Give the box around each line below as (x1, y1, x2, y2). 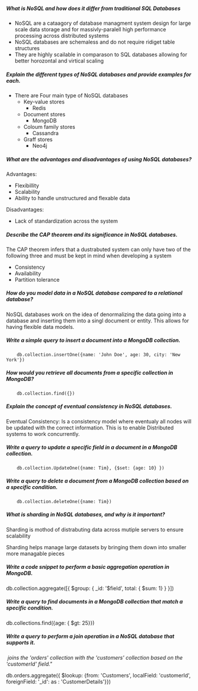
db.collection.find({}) (16, 390, 75, 396)
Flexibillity (14, 182, 39, 189)
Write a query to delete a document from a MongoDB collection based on (6, 477, 189, 484)
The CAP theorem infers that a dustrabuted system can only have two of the (6, 246, 191, 253)
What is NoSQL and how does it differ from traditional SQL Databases (6, 5, 181, 12)
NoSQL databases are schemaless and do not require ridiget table (14, 38, 175, 45)
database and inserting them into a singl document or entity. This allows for (6, 317, 190, 324)
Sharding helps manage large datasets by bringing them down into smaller (6, 543, 187, 550)
